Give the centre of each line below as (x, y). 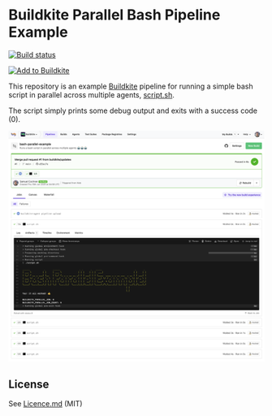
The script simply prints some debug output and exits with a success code (133, 110)
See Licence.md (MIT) (45, 404)
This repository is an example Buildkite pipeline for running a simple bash (131, 86)
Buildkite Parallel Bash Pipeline (114, 15)
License (29, 384)
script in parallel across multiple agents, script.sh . (91, 94)
